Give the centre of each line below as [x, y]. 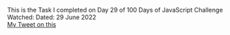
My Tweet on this [32, 24]
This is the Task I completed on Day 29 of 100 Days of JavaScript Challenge [115, 10]
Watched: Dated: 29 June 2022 [52, 17]
